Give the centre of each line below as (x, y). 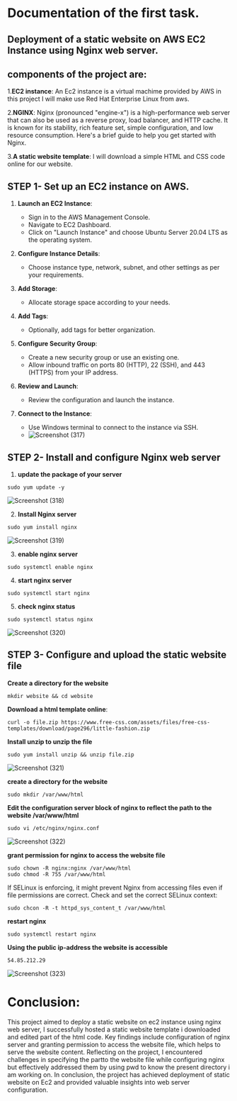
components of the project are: (77, 74)
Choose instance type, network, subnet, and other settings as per (124, 267)
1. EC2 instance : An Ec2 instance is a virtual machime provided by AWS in (114, 92)
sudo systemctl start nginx (49, 594)
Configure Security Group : (57, 344)
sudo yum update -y (36, 487)
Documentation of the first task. (103, 13)
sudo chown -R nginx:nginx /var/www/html (69, 868)
